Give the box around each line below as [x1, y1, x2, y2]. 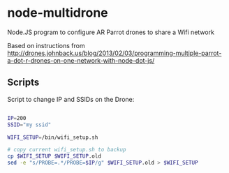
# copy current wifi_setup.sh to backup [7, 146, 127, 153]
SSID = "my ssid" [7, 121, 52, 128]
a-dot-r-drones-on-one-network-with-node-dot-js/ [7, 56, 155, 64]
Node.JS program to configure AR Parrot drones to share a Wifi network [7, 28, 215, 36]
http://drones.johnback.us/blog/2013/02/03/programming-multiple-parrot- [7, 49, 222, 57]
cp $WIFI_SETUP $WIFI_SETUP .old [7, 153, 101, 160]
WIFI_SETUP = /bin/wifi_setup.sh [7, 134, 98, 141]
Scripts [7, 77, 40, 89]
